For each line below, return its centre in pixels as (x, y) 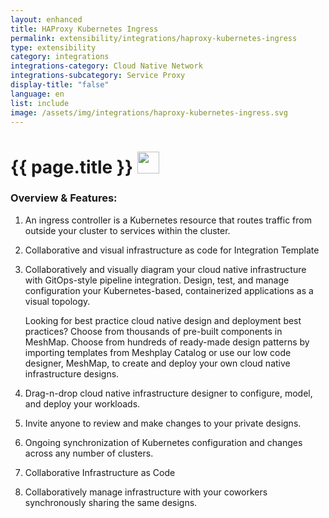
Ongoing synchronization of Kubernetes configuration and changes (163, 442)
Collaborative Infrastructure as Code (100, 472)
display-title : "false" (60, 85)
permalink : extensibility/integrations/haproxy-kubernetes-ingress (154, 38)
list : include (40, 103)
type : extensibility (53, 47)
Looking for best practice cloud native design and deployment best (163, 320)
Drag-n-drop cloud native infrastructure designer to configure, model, (168, 393)
